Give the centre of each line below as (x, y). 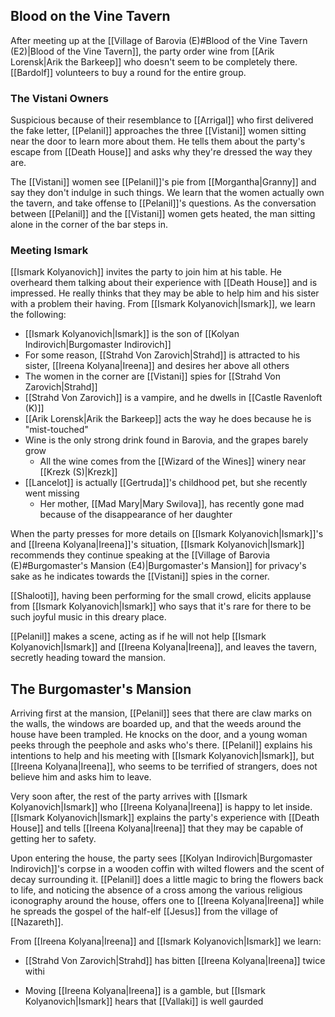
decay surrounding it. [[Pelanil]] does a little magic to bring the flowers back (167, 880)
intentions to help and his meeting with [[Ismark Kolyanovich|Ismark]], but (162, 756)
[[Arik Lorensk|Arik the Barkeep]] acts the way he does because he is (168, 419)
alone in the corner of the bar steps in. (89, 225)
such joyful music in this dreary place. (88, 617)
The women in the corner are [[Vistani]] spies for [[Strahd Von (153, 376)
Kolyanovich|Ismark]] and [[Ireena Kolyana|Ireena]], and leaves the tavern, (164, 647)
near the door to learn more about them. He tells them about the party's (158, 141)
